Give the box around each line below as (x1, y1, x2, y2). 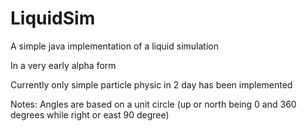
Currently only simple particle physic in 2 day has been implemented (10, 78, 293, 91)
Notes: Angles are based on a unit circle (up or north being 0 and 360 (10, 98, 297, 110)
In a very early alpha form (10, 59, 117, 71)
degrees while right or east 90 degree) (10, 108, 170, 121)
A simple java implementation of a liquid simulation (10, 40, 219, 52)
